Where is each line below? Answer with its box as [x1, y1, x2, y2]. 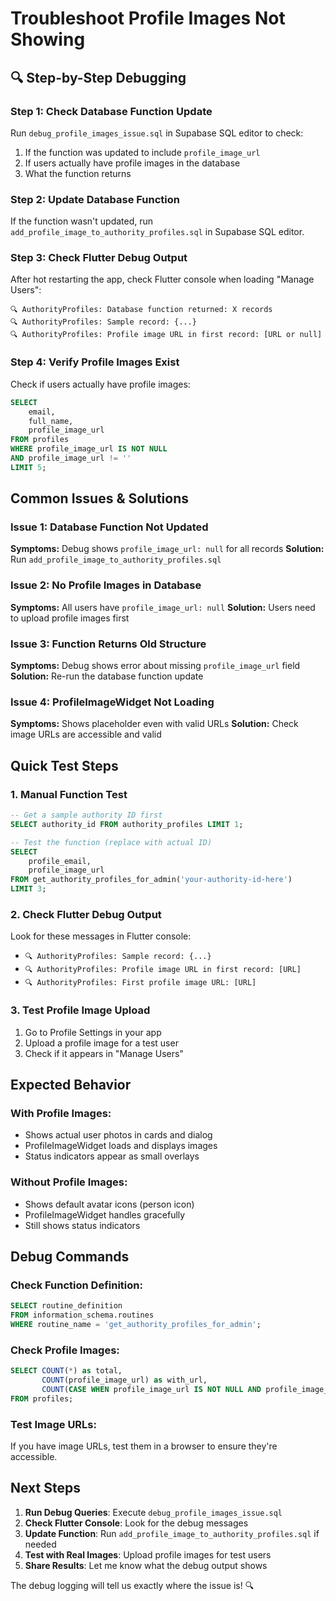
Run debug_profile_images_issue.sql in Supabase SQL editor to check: [10, 127, 304, 139]
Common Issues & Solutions [10, 490, 189, 507]
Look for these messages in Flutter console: [10, 930, 192, 942]
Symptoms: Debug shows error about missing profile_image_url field [10, 660, 301, 672]
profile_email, [28, 856, 92, 866]
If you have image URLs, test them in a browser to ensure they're [10, 1440, 278, 1452]
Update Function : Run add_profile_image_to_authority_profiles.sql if [24, 1527, 320, 1539]
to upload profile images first [10, 612, 130, 624]
